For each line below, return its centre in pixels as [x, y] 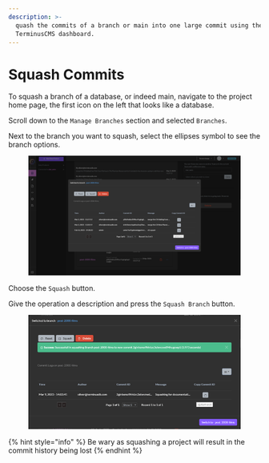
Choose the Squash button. [52, 288]
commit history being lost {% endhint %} [75, 450]
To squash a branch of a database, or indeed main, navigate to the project [130, 97]
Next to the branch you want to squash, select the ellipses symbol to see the [134, 136]
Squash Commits [66, 74]
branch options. [34, 145]
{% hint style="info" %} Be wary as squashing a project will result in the [127, 441]
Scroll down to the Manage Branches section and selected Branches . [118, 121]
